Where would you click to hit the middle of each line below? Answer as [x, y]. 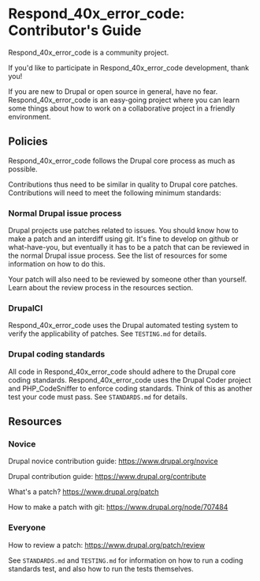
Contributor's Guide [75, 30]
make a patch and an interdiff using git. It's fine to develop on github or [123, 239]
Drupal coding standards [57, 354]
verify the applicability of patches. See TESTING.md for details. [108, 334]
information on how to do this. [57, 264]
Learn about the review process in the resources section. [101, 288]
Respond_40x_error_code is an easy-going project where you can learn [124, 100]
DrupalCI [26, 307]
